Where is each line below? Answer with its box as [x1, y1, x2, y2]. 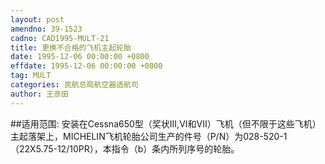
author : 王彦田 [10, 89, 69, 99]
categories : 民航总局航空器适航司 [10, 80, 139, 90]
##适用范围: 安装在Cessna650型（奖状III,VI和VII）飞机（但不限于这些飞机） [10, 117, 322, 130]
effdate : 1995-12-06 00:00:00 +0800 [10, 61, 163, 71]
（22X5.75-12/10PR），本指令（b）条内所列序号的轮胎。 [10, 142, 240, 155]
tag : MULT [10, 71, 52, 81]
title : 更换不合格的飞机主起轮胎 [10, 42, 132, 53]
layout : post [10, 14, 65, 25]
